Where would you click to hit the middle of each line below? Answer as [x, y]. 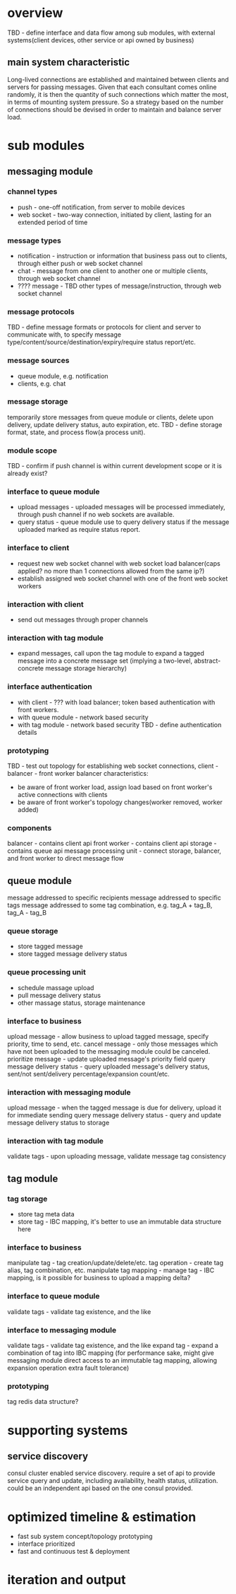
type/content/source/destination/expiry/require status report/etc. [101, 342]
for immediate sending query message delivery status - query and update [114, 1115]
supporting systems [68, 1430]
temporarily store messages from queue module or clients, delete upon [110, 417]
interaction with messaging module [69, 1092]
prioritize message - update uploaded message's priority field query [106, 1059]
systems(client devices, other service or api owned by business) [101, 40]
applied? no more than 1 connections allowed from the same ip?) [111, 571]
